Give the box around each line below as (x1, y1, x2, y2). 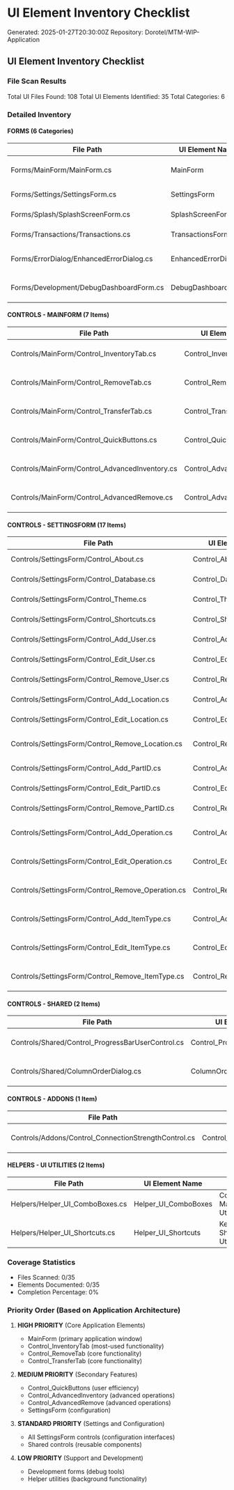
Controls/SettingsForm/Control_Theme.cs (10, 594, 147, 604)
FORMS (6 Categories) (7, 127, 74, 135)
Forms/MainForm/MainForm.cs (10, 165, 112, 175)
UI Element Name (143, 1179, 203, 1188)
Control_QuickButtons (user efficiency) (27, 1384, 139, 1392)
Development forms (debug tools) (27, 1468, 125, 1476)
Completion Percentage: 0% (17, 1288, 99, 1296)
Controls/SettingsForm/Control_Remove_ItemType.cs (10, 972, 185, 981)
